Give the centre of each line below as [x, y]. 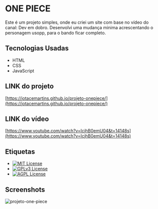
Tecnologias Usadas [37, 48]
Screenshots [25, 189]
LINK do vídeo [27, 119]
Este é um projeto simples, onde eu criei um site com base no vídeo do [77, 22]
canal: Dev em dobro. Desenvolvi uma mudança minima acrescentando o [79, 27]
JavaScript [23, 71]
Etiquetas [20, 151]
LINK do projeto [30, 86]
